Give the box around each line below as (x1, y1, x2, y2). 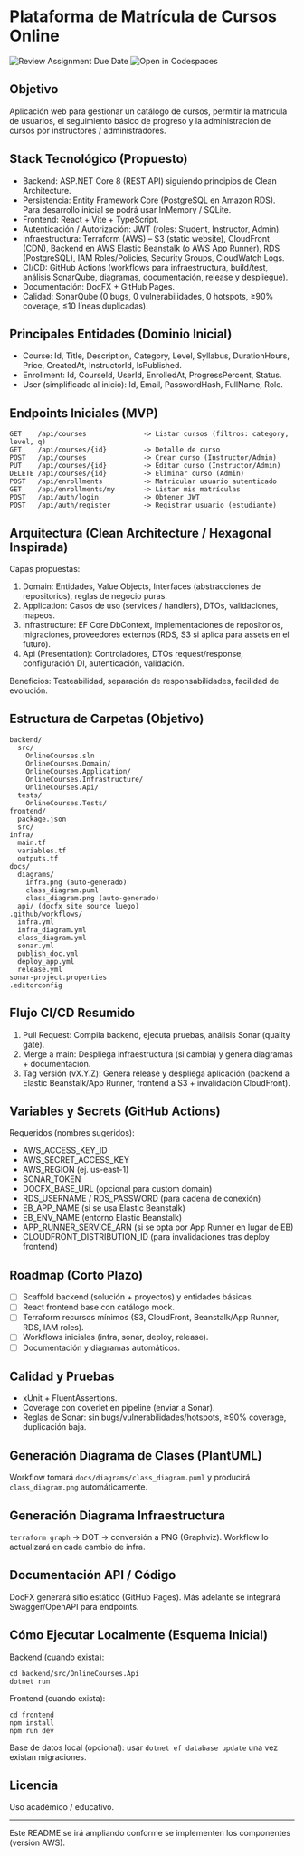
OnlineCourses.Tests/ (25, 798, 107, 807)
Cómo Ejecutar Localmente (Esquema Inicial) (9, 1627, 269, 1643)
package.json (17, 814, 67, 823)
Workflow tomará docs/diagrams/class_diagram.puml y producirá (9, 1472, 251, 1483)
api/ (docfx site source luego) (17, 901, 140, 910)
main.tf (17, 838, 47, 847)
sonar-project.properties (9, 973, 107, 982)
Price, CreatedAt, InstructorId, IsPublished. (22, 360, 183, 371)
